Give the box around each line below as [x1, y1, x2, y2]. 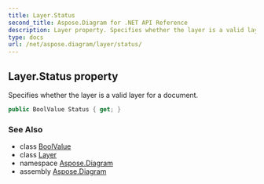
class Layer [19, 150, 57, 160]
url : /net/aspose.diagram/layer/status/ [8, 41, 143, 49]
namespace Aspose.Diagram [19, 158, 114, 168]
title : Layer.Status [8, 11, 76, 20]
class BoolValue [19, 142, 71, 151]
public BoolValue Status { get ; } [8, 105, 122, 114]
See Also [8, 124, 43, 135]
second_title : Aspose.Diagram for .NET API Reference [8, 19, 189, 27]
